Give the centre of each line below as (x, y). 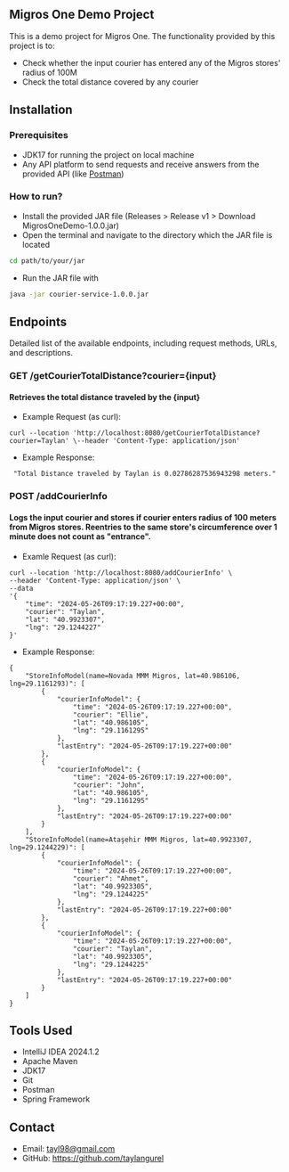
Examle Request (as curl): (69, 556)
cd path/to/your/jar (48, 261)
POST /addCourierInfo (59, 496)
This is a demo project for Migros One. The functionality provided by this (142, 36)
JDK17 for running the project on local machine (108, 154)
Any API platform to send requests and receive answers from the (140, 164)
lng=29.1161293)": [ (48, 684)
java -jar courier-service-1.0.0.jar (79, 294)
